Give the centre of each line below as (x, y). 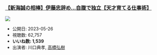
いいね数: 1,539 (28, 41)
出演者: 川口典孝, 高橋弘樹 (39, 48)
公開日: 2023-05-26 (33, 29)
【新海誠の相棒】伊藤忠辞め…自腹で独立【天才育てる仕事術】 (78, 7)
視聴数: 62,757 (27, 35)
